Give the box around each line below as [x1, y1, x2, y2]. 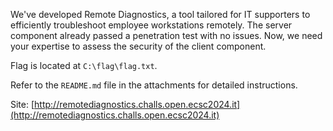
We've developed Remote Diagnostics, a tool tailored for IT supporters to [10, 9, 311, 20]
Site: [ [10, 99, 35, 110]
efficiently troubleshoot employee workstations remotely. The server [10, 19, 293, 31]
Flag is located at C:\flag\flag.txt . [10, 60, 158, 71]
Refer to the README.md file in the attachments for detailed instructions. [10, 79, 298, 91]
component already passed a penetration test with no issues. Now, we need [10, 30, 323, 41]
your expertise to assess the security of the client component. [10, 40, 267, 52]
